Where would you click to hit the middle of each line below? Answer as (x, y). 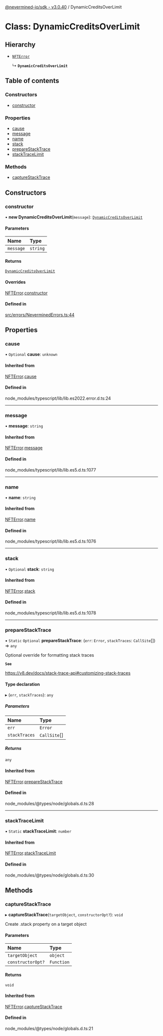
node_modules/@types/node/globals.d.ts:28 (50, 803)
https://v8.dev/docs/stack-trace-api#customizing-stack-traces (68, 673)
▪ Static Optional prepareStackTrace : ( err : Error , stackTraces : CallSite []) (80, 641)
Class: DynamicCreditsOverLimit (73, 27)
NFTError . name (20, 520)
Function (59, 962)
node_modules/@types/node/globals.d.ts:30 (50, 875)
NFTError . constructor (26, 293)
